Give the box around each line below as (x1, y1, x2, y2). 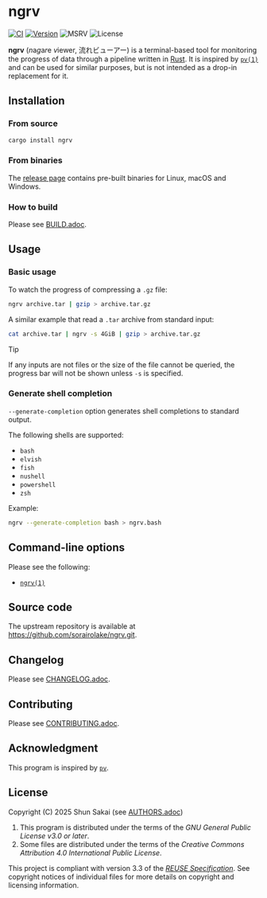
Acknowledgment (8, 742, 99, 755)
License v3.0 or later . (19, 831, 90, 841)
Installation (8, 94, 65, 108)
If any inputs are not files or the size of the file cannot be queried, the (8, 359, 235, 369)
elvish (19, 455, 42, 464)
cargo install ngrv (8, 136, 73, 144)
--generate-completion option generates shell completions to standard (8, 406, 240, 416)
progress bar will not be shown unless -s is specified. (8, 368, 184, 378)
